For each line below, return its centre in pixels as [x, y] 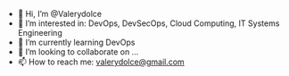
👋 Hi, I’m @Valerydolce [60, 14]
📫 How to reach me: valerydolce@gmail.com [101, 62]
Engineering [40, 33]
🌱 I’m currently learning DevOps [76, 42]
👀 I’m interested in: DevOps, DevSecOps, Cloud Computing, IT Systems [149, 23]
